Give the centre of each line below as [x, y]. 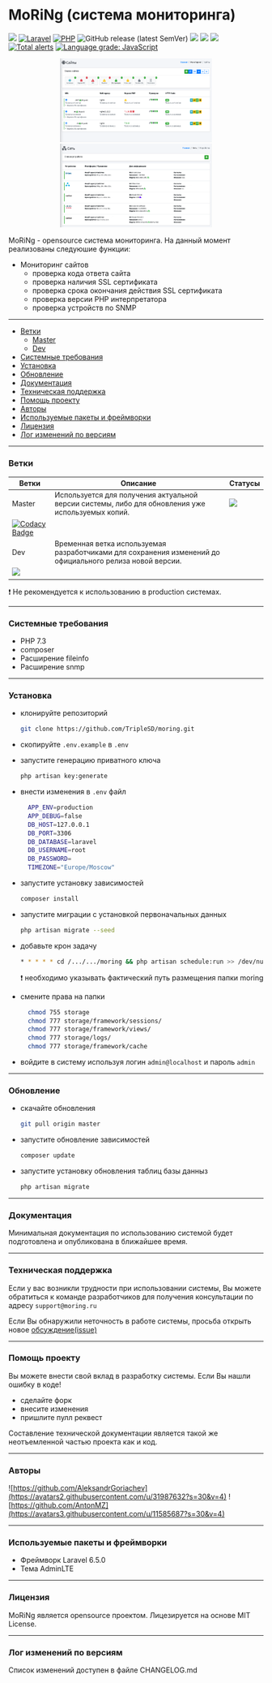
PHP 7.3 [33, 641]
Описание [138, 484]
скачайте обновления [57, 1108]
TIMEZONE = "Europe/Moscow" [71, 867]
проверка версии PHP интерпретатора [100, 299]
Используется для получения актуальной [126, 495]
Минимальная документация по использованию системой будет [121, 1233]
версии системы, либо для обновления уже [130, 504]
